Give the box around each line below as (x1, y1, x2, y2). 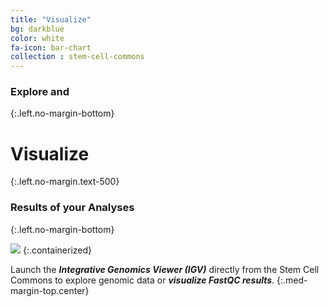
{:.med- (276, 274, 308, 286)
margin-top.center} (10, 284, 90, 296)
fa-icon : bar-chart (10, 42, 92, 53)
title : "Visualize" (10, 14, 92, 25)
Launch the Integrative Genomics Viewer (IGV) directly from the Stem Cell (10, 263, 320, 275)
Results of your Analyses (10, 201, 135, 215)
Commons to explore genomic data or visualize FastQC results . (10, 274, 275, 286)
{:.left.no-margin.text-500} (10, 176, 120, 188)
